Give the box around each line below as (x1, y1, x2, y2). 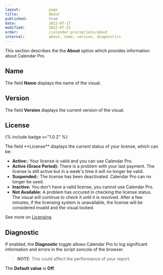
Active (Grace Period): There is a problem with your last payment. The (12, 163, 155, 169)
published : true (5, 16, 58, 21)
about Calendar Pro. (5, 53, 45, 59)
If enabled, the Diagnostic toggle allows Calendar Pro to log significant (5, 241, 148, 247)
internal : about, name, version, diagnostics (5, 35, 121, 39)
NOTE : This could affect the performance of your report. (17, 256, 131, 262)
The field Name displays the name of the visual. (5, 80, 102, 86)
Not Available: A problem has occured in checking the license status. (12, 189, 152, 195)
